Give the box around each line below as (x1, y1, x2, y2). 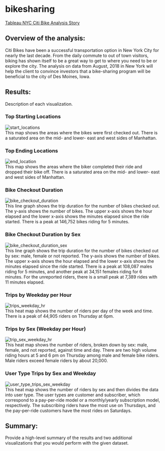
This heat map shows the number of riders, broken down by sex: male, (5, 342, 149, 348)
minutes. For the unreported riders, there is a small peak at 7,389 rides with (5, 274, 158, 280)
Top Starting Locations (5, 113, 61, 120)
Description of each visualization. (5, 101, 73, 107)
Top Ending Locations (5, 147, 58, 154)
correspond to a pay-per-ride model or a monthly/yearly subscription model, (5, 397, 160, 403)
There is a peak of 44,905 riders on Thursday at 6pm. (5, 313, 114, 319)
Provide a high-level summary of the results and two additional (5, 435, 132, 441)
